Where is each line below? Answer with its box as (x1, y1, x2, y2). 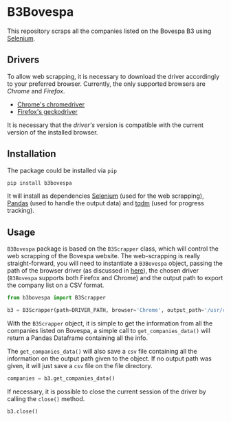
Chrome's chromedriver (16, 100, 85, 109)
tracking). (7, 207, 34, 215)
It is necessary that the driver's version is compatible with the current (7, 121, 204, 129)
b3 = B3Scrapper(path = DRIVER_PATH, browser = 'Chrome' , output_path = (7, 307, 205, 314)
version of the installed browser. (7, 128, 98, 136)
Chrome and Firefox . (7, 87, 65, 95)
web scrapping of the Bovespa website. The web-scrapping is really (7, 252, 201, 260)
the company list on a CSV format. (7, 281, 104, 289)
